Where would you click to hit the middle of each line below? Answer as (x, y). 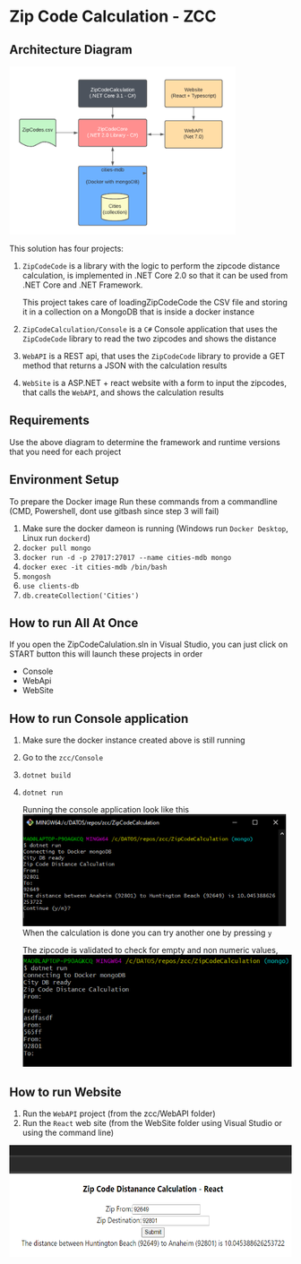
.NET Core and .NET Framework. (82, 285)
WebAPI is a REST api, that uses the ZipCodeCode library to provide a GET (154, 356)
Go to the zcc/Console (63, 758)
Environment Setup (64, 480)
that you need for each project (65, 451)
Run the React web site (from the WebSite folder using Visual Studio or (152, 1123)
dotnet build (47, 776)
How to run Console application (99, 718)
